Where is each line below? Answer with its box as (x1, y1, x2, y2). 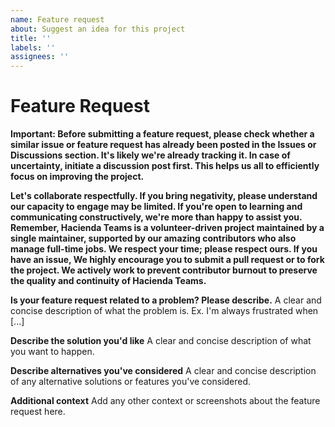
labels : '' (10, 42, 56, 53)
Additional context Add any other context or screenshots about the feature (10, 395, 321, 407)
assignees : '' (10, 52, 70, 62)
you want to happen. (10, 346, 95, 358)
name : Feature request (10, 14, 105, 25)
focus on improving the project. (10, 171, 145, 183)
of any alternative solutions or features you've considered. (10, 376, 252, 388)
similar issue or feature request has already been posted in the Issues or (10, 139, 317, 151)
